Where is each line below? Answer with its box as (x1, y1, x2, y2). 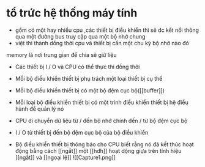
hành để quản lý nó (15, 105, 64, 113)
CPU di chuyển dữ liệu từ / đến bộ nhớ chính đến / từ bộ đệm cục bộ (15, 117, 188, 124)
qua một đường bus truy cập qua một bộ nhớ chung (15, 32, 146, 40)
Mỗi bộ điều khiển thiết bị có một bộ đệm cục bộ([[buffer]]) (15, 86, 165, 94)
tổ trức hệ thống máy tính (6, 6, 138, 20)
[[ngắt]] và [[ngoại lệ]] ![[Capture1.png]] (15, 154, 116, 161)
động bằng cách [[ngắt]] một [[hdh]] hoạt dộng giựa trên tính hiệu (15, 147, 182, 154)
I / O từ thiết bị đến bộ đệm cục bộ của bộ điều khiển (15, 128, 149, 136)
